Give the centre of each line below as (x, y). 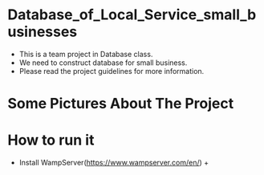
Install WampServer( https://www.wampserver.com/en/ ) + (114, 163)
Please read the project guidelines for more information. (112, 71)
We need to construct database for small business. (103, 63)
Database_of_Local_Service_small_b (132, 15)
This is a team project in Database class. (86, 54)
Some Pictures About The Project (121, 104)
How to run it (51, 140)
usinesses (43, 32)
